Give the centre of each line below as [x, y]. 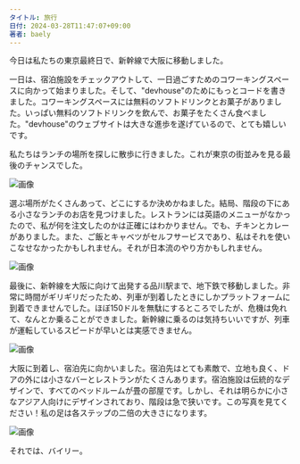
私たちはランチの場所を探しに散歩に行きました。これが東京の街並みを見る [146, 154]
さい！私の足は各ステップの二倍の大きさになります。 [114, 413]
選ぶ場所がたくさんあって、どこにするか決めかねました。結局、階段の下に [146, 203]
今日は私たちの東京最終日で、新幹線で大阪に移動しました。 [119, 61]
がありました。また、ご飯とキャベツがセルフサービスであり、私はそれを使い [150, 236]
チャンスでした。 [56, 165]
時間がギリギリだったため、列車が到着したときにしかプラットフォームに [158, 297]
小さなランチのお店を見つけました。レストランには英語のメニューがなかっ [154, 214]
